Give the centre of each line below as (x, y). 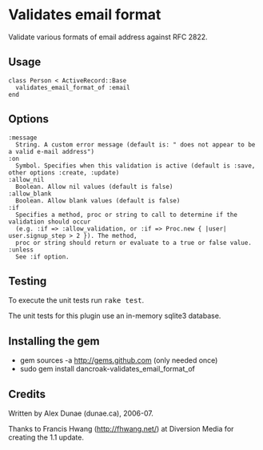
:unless (21, 250)
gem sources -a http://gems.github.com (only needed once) (119, 360)
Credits (27, 394)
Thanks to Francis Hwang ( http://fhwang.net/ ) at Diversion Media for (121, 429)
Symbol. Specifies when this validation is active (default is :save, (135, 166)
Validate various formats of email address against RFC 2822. (108, 37)
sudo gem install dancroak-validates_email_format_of (108, 369)
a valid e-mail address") (51, 151)
